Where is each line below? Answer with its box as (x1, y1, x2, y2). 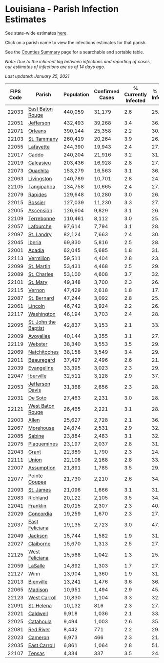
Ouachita (28, 167, 49, 174)
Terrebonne (28, 215, 55, 221)
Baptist (28, 324, 44, 331)
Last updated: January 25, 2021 (5, 73, 70, 79)
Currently (124, 91, 147, 98)
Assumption (28, 464, 56, 471)
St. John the (28, 319, 56, 325)
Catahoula (28, 618, 52, 625)
